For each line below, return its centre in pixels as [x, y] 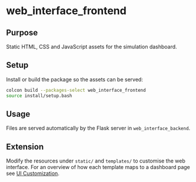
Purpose [22, 33]
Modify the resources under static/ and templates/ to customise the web [96, 161]
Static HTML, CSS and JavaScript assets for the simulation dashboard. [92, 47]
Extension [25, 146]
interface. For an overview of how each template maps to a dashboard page [98, 167]
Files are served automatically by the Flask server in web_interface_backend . [98, 128]
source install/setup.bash [39, 95]
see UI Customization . [33, 173]
